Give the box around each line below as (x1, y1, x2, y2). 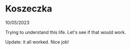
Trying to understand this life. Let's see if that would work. (5, 29, 126, 35)
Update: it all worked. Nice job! (5, 38, 70, 45)
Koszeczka (5, 3, 52, 14)
